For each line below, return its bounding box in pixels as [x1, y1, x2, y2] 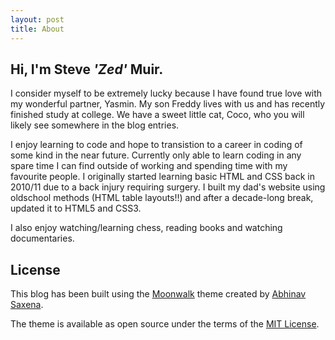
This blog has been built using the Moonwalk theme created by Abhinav [10, 288, 307, 300]
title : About [10, 24, 65, 34]
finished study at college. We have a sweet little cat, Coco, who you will [10, 109, 305, 121]
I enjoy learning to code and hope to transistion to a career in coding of [10, 139, 303, 151]
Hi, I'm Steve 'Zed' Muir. [10, 61, 164, 78]
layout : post [10, 14, 65, 25]
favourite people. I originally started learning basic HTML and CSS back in [10, 171, 315, 183]
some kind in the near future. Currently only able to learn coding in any [10, 149, 302, 161]
